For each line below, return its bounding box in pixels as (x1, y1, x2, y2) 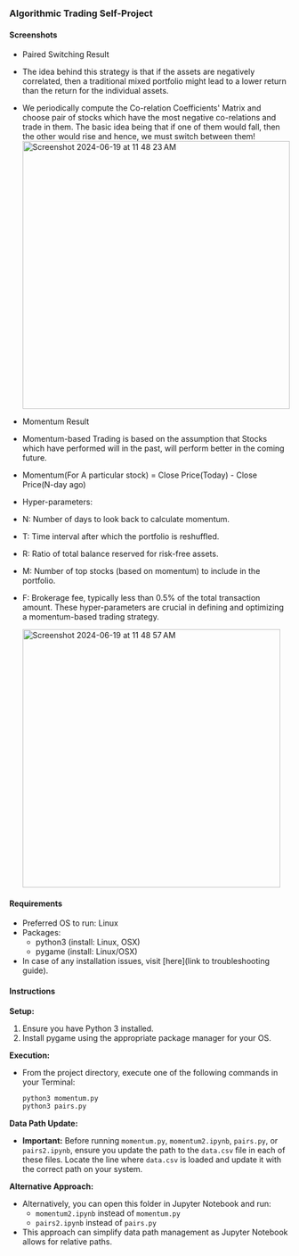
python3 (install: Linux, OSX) (35, 936, 141, 948)
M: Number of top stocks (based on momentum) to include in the (21, 566, 261, 577)
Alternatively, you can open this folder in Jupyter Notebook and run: (21, 1199, 271, 1210)
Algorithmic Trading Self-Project (9, 7, 153, 20)
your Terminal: (21, 1077, 76, 1087)
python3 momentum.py (21, 1094, 99, 1102)
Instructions (9, 986, 56, 996)
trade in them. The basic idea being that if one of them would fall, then (21, 121, 280, 132)
